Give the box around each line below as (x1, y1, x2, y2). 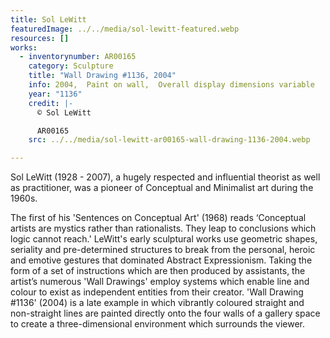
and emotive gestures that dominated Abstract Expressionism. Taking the (10, 254, 313, 266)
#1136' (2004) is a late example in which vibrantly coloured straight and (10, 297, 305, 309)
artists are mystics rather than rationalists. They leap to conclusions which (10, 222, 317, 235)
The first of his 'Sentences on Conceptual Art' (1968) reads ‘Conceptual (10, 212, 307, 224)
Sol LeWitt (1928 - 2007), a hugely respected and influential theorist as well (10, 171, 321, 183)
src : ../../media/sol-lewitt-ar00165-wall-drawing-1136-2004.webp (28, 135, 311, 145)
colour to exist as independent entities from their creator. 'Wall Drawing (10, 286, 304, 298)
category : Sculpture (28, 61, 114, 71)
